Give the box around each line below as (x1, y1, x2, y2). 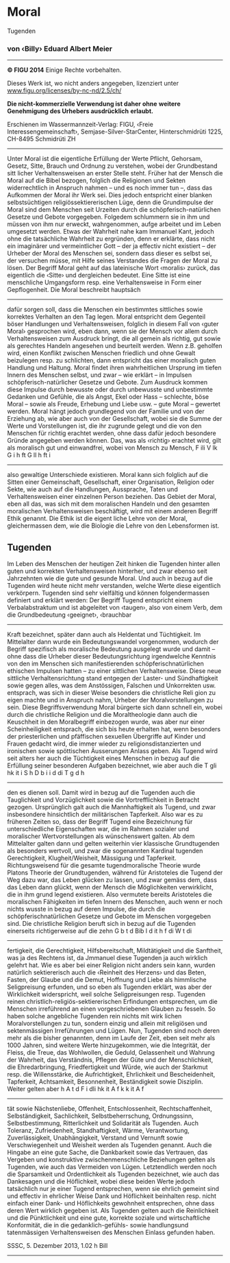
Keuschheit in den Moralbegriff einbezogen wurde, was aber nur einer (7, 718, 205, 726)
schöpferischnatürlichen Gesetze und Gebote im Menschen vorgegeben (7, 912, 211, 920)
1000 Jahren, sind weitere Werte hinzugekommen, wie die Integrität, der (7, 1041, 211, 1049)
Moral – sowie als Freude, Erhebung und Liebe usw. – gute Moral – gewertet (7, 400, 221, 408)
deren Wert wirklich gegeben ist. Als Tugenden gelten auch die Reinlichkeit (7, 1207, 219, 1215)
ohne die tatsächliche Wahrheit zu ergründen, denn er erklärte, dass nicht (7, 234, 216, 243)
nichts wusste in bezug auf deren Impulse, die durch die (7, 905, 166, 913)
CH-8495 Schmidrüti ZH (7, 135, 76, 143)
